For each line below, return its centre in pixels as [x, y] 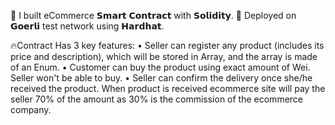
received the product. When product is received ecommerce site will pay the [168, 88]
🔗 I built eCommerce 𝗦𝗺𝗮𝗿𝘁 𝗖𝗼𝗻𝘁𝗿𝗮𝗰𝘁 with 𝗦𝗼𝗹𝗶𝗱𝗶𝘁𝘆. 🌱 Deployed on [153, 15]
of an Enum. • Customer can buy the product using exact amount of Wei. [160, 67]
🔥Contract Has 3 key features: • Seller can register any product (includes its [167, 45]
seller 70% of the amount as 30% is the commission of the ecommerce [157, 99]
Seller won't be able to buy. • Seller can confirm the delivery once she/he [161, 78]
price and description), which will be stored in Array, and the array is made [164, 56]
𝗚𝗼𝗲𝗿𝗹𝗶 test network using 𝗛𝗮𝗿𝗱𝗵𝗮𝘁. [87, 26]
